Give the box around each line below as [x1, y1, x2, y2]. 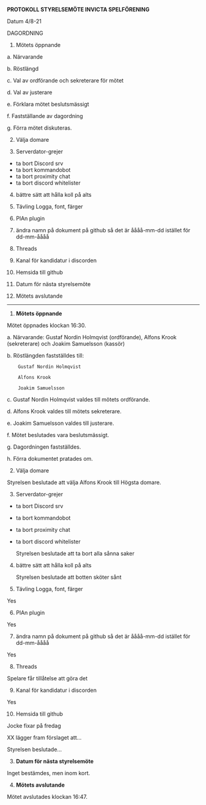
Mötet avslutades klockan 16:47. [7, 793, 88, 800]
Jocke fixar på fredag [7, 722, 62, 729]
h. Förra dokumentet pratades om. [7, 455, 94, 462]
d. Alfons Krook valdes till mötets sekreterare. [7, 408, 122, 415]
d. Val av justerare [7, 89, 53, 96]
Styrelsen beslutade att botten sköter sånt [15, 573, 122, 581]
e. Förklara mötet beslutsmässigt [7, 101, 89, 108]
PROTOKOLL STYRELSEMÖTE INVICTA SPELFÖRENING [7, 6, 150, 13]
